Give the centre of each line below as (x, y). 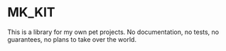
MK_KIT (31, 12)
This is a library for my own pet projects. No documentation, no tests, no (113, 32)
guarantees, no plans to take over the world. (72, 39)
